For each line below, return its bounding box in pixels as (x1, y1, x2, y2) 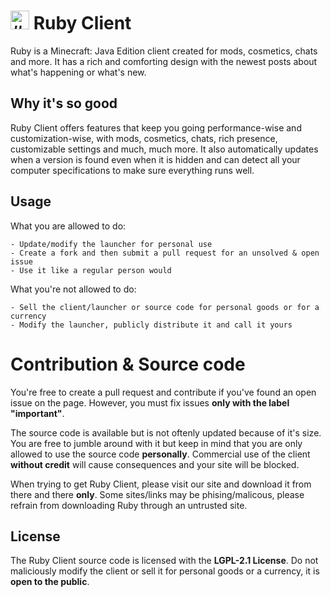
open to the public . (10, 576, 90, 588)
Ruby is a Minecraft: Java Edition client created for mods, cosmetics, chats (10, 45, 318, 57)
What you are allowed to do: (10, 220, 127, 232)
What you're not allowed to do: (10, 283, 137, 295)
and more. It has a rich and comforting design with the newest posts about (10, 55, 318, 67)
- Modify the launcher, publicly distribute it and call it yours (10, 320, 293, 330)
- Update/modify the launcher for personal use (10, 239, 213, 249)
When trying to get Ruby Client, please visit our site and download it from (10, 478, 312, 490)
